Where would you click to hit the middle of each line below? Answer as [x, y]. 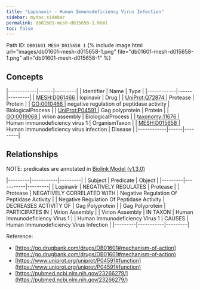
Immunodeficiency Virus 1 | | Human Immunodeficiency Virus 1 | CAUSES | [98, 218]
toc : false [20, 28]
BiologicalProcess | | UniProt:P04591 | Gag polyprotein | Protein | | [87, 110]
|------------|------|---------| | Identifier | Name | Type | [75, 91]
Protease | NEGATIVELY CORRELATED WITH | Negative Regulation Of [92, 193]
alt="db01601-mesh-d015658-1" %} [67, 58]
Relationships [32, 154]
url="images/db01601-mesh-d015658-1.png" [61, 52]
